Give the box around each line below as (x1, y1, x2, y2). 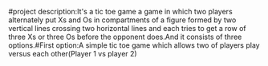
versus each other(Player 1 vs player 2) (8, 49, 138, 58)
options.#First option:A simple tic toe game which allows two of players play (8, 41, 260, 50)
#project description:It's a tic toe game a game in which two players (8, 7, 233, 16)
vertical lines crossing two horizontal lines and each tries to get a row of (8, 24, 246, 33)
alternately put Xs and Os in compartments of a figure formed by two (8, 15, 237, 25)
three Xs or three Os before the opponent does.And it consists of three (8, 32, 242, 41)
